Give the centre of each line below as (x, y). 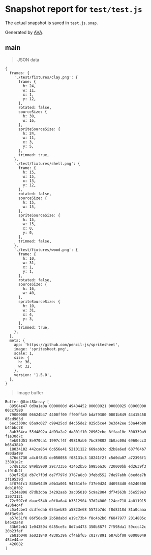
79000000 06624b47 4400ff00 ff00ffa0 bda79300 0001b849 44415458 (78, 415)
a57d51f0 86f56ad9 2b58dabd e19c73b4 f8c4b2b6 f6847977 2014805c (78, 518)
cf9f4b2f (14, 471)
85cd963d (14, 419)
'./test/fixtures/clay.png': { (46, 77)
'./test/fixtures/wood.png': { (46, 250)
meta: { (17, 340)
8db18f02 (14, 488)
